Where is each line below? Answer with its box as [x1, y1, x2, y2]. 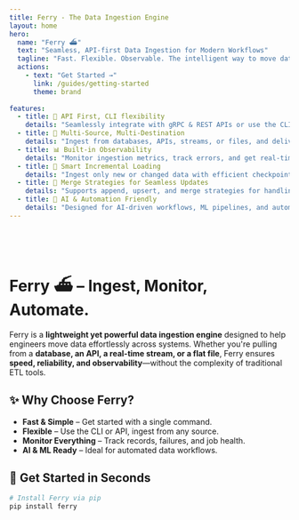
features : [9, 104, 46, 113]
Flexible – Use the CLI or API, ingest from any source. [21, 426, 220, 436]
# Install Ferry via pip [9, 494, 101, 503]
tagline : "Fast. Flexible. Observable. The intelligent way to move [17, 54, 277, 63]
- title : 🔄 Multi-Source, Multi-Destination [17, 129, 185, 138]
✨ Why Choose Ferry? [9, 393, 135, 408]
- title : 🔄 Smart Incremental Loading [17, 162, 162, 171]
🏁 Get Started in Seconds [9, 470, 151, 485]
